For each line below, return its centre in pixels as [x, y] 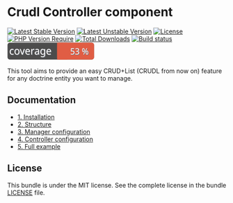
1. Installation [36, 117]
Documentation [42, 100]
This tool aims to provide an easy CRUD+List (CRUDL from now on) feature [115, 71]
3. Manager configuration [54, 131]
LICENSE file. [26, 193]
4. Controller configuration [55, 139]
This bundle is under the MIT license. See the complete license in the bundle [117, 185]
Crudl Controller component [90, 12]
